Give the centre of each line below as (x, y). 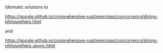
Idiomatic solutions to (27, 7)
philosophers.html (23, 22)
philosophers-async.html (30, 45)
